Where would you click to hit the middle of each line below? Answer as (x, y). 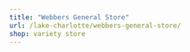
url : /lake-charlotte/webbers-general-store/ (95, 26)
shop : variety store (48, 33)
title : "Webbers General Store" (69, 17)
